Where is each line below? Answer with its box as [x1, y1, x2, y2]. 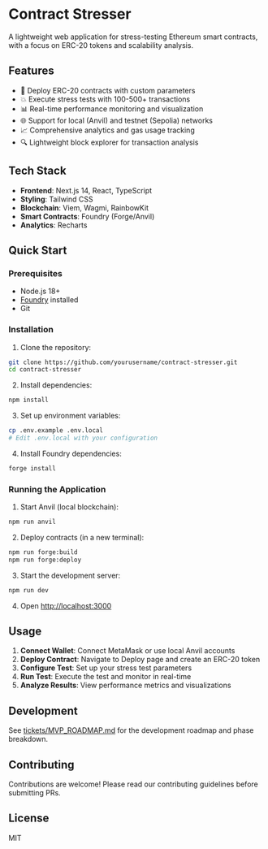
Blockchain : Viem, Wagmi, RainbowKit [19, 202, 149, 212]
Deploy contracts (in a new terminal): [19, 532, 145, 542]
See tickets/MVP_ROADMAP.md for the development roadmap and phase [8, 726, 254, 735]
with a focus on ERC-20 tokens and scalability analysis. [8, 40, 193, 50]
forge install [8, 464, 57, 472]
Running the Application [8, 483, 106, 495]
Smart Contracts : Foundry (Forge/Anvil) [19, 211, 155, 221]
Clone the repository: [19, 342, 92, 352]
